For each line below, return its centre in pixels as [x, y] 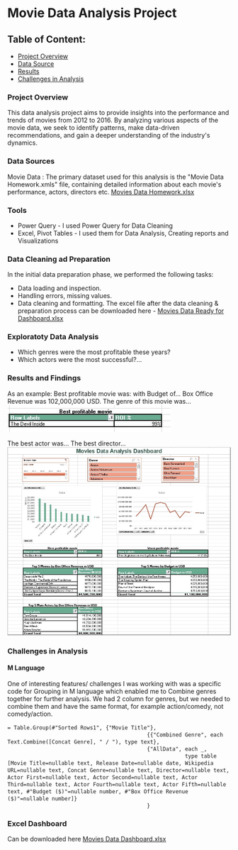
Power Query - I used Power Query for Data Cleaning [95, 226]
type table [201, 756]
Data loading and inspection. [59, 288]
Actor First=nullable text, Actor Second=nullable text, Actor [103, 778]
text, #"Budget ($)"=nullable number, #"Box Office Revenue [98, 792]
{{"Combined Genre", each [185, 735]
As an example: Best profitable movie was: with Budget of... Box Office [110, 393]
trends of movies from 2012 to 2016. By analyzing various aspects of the [113, 120]
